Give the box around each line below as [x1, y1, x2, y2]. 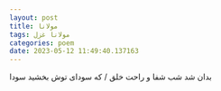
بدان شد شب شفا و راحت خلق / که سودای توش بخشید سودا [9, 71, 212, 82]
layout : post [9, 13, 59, 23]
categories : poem [9, 38, 75, 48]
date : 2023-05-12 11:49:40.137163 [9, 47, 140, 56]
